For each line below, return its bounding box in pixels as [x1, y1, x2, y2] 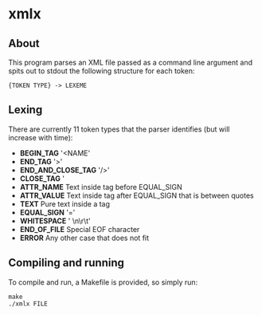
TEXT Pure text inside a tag [19, 199, 110, 208]
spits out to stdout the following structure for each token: [8, 66, 195, 76]
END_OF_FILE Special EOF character [19, 224, 140, 234]
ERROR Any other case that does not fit [19, 233, 150, 242]
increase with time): [8, 132, 73, 142]
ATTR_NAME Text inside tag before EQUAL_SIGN [19, 182, 183, 191]
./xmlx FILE [8, 300, 48, 308]
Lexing [8, 103, 43, 116]
